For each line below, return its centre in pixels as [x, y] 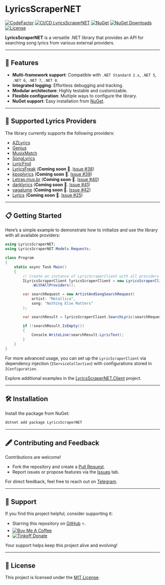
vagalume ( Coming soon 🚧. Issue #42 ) [51, 190]
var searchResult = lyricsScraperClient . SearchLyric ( [79, 317]
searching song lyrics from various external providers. [60, 42]
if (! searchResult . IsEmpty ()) [54, 326]
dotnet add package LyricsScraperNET [44, 422]
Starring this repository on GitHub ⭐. [49, 523]
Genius [19, 148]
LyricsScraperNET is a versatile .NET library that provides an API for [74, 37]
